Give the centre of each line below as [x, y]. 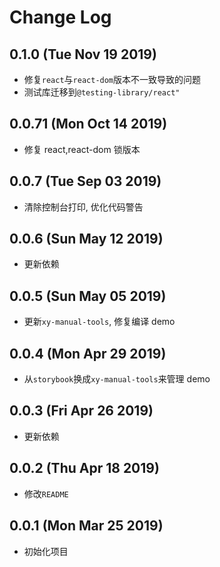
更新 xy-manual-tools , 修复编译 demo [99, 322]
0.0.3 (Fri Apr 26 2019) [81, 411]
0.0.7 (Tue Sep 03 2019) [85, 181]
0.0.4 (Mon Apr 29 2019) [88, 353]
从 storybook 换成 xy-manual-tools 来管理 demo [117, 379]
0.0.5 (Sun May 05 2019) [88, 296]
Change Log [60, 17]
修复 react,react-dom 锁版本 [82, 149]
